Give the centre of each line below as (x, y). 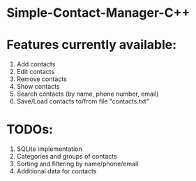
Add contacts (36, 64)
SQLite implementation (49, 149)
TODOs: (30, 130)
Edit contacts (36, 72)
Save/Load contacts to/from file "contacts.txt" (83, 101)
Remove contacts (42, 79)
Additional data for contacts (56, 171)
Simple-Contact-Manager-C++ (98, 13)
